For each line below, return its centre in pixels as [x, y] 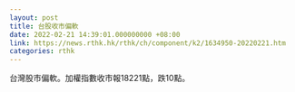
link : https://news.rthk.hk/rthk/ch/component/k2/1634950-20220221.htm [147, 43]
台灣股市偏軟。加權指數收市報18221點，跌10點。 [100, 78]
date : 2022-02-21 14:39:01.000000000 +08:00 [95, 34]
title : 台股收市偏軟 [44, 26]
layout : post [34, 18]
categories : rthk [42, 51]
